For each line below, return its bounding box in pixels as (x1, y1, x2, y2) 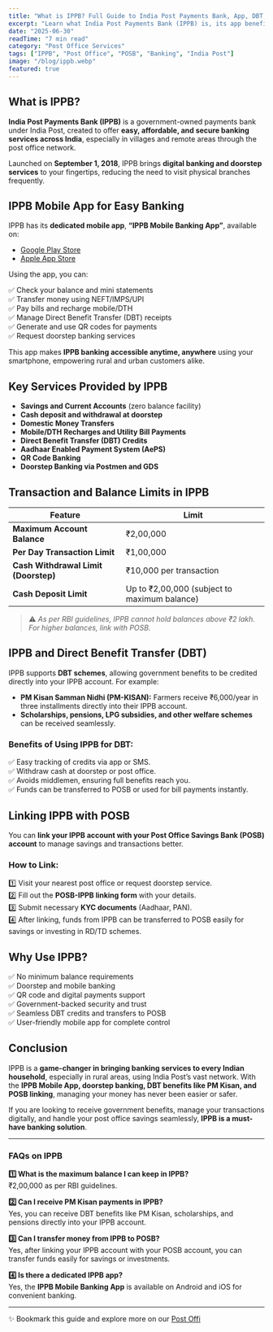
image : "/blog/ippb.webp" (8, 58, 96, 66)
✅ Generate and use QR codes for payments (8, 322, 158, 332)
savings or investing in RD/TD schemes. (8, 927, 142, 937)
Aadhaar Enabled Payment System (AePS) (19, 444, 167, 454)
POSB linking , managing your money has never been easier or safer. (8, 1089, 238, 1098)
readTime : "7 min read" (8, 34, 89, 43)
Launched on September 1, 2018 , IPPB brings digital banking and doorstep (8, 158, 262, 168)
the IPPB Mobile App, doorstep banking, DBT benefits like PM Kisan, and (8, 1080, 258, 1090)
